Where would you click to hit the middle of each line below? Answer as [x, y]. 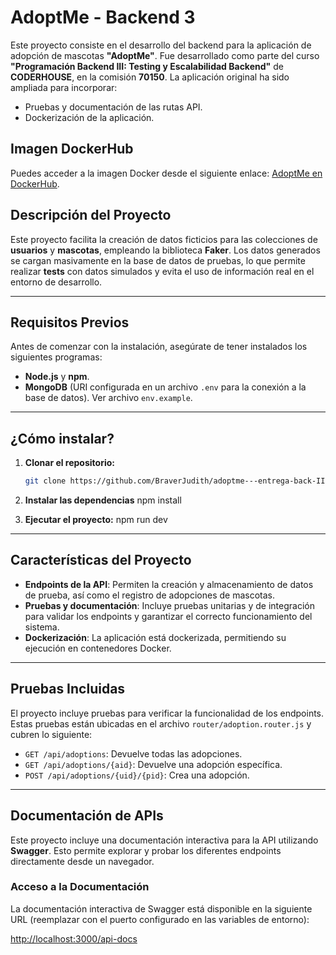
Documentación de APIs [87, 816]
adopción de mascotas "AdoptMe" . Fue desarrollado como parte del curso [165, 55]
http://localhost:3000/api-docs [74, 938]
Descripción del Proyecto [91, 215]
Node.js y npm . [57, 377]
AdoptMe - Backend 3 [103, 17]
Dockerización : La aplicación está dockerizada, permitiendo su [155, 637]
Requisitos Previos [70, 322]
